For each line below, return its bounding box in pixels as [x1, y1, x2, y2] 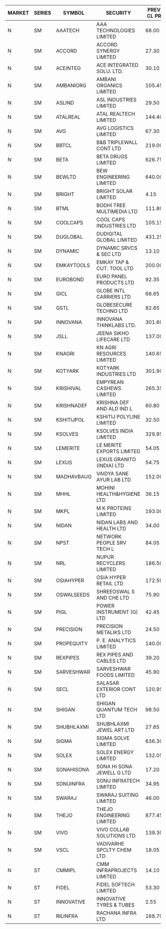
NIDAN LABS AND [96, 519, 138, 526]
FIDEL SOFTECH [96, 881, 135, 888]
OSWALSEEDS [56, 591, 90, 598]
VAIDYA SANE [96, 470, 129, 477]
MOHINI [96, 485, 115, 491]
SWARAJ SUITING [96, 792, 139, 798]
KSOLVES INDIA [96, 428, 134, 434]
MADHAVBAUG [56, 473, 92, 480]
